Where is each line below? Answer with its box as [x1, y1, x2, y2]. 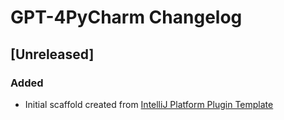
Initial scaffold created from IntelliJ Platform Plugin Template [24, 98, 274, 110]
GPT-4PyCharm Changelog [10, 6, 243, 29]
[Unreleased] [10, 46, 95, 63]
